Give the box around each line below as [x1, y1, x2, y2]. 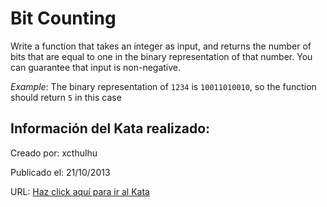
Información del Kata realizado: [10, 120, 211, 137]
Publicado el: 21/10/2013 [10, 166, 111, 178]
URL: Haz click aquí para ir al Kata [10, 185, 150, 197]
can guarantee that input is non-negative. [10, 61, 182, 73]
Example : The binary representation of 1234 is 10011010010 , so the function [10, 80, 317, 92]
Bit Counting [10, 7, 117, 30]
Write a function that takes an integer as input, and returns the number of [10, 40, 312, 52]
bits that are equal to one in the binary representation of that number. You [10, 50, 313, 62]
